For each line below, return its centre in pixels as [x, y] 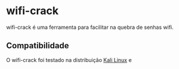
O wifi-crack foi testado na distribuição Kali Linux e [69, 60]
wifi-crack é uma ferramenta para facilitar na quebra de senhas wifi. [90, 27]
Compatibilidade [38, 46]
